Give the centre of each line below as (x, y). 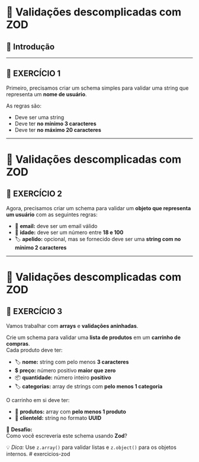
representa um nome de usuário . (46, 94)
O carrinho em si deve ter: (38, 400)
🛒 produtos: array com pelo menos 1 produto (70, 412)
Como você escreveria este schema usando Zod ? (67, 435)
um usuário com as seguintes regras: (52, 214)
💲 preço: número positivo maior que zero (65, 370)
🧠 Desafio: (19, 429)
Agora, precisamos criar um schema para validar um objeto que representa (99, 208)
